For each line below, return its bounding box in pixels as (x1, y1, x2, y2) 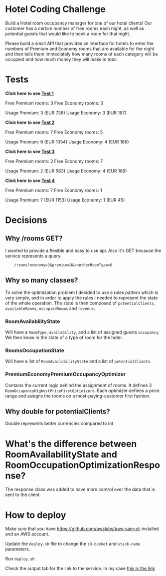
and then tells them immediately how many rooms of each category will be (5, 51, 158, 57)
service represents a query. (5, 252, 62, 258)
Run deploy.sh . (5, 556, 36, 562)
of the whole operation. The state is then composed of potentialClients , (5, 300, 156, 306)
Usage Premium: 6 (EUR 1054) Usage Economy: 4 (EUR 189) (5, 138, 129, 144)
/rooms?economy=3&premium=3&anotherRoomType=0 (14, 262, 113, 267)
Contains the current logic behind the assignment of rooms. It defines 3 (5, 382, 152, 388)
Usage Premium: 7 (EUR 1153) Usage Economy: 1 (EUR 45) (5, 196, 125, 203)
